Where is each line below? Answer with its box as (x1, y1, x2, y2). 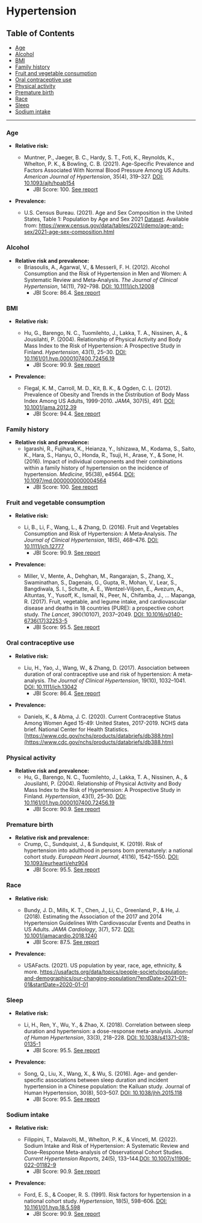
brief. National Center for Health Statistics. (23, 726, 129, 733)
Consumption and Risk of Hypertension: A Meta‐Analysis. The (23, 530, 177, 538)
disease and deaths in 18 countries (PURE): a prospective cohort (23, 604, 184, 611)
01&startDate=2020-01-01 (23, 981, 88, 988)
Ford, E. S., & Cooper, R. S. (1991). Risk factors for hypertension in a (23, 1191, 191, 1198)
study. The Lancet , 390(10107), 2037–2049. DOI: (23, 611, 145, 618)
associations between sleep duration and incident (44, 1076, 168, 1084)
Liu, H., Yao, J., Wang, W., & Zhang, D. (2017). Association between (23, 664, 190, 671)
